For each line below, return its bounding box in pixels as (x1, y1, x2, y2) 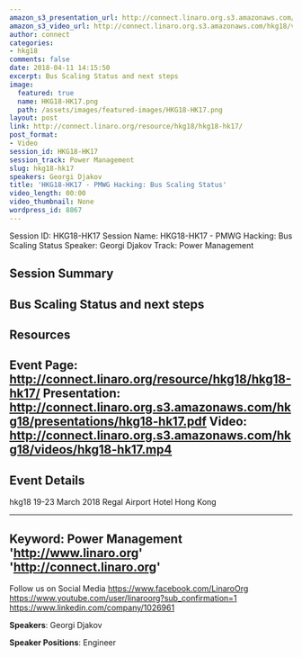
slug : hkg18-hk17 (9, 164, 75, 173)
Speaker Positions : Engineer (9, 636, 117, 648)
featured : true (17, 88, 75, 97)
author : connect (9, 30, 70, 39)
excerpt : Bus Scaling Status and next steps (9, 72, 179, 81)
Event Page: (9, 357, 78, 373)
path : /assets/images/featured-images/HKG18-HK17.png (17, 105, 223, 114)
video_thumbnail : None (9, 197, 94, 207)
